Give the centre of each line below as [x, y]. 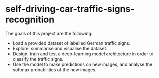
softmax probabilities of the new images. [54, 70]
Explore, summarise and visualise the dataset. [60, 48]
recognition [30, 20]
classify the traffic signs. [38, 59]
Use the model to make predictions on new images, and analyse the [83, 64]
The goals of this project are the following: [49, 33]
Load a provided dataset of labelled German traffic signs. [71, 43]
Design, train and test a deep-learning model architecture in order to [83, 54]
